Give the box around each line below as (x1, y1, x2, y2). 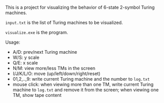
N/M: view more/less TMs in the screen (12, 65, 96, 71)
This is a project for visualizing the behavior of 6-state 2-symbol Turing (5, 5, 155, 10)
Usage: (5, 39, 20, 45)
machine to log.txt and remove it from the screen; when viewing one (12, 87, 159, 93)
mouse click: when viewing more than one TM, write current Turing (12, 81, 154, 87)
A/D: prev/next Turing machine (12, 49, 77, 55)
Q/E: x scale (12, 60, 38, 65)
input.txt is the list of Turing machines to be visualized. (5, 20, 123, 25)
